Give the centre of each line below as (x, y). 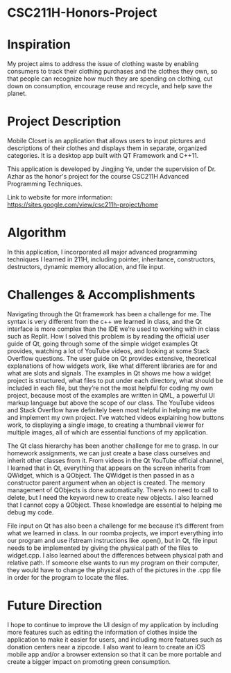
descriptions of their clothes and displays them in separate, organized (107, 148)
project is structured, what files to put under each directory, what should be (115, 380)
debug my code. (31, 512)
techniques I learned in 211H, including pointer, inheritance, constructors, (111, 259)
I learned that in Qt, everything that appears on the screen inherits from (109, 468)
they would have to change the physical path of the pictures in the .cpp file (114, 570)
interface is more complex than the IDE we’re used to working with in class (114, 329)
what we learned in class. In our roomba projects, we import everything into (115, 533)
